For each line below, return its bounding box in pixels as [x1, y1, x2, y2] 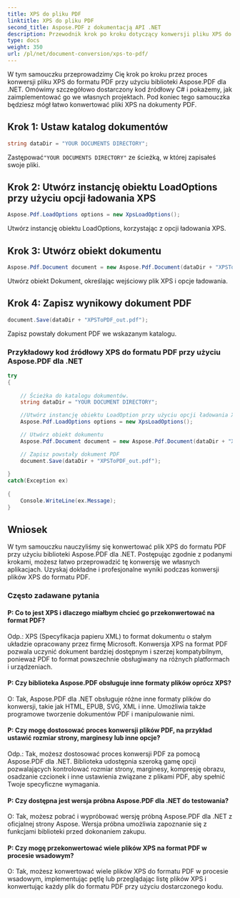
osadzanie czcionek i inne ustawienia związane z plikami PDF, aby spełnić [7, 772, 226, 781]
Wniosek [7, 524, 48, 536]
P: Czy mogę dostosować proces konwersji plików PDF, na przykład [7, 726, 213, 734]
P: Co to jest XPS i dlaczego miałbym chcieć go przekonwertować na [7, 609, 215, 617]
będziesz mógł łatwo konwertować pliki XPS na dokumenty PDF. [7, 100, 197, 109]
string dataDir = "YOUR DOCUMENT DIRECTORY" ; [20, 399, 159, 406]
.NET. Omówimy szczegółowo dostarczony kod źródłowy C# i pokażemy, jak [7, 85, 232, 94]
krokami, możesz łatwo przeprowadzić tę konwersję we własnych [7, 558, 200, 567]
